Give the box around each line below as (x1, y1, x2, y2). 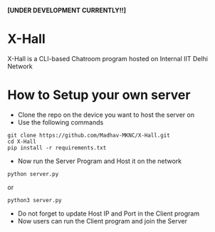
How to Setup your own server (7, 87, 191, 103)
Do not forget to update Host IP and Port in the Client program (17, 209, 200, 218)
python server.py (7, 170, 59, 177)
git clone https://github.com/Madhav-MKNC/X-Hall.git (7, 132, 171, 139)
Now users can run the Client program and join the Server (17, 216, 187, 225)
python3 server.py (7, 196, 62, 204)
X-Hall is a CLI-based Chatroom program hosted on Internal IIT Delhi (7, 54, 209, 63)
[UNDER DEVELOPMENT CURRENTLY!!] (7, 6, 127, 14)
